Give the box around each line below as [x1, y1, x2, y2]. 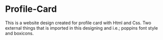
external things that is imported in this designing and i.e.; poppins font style [5, 25, 158, 31]
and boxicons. [5, 30, 34, 36]
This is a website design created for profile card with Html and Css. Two [5, 20, 152, 26]
